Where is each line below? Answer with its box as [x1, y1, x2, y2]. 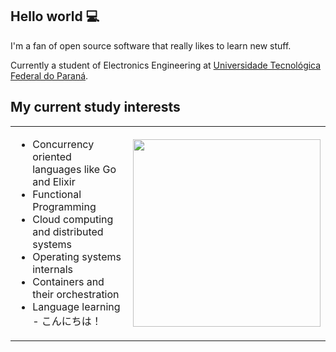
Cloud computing [32, 212, 114, 226]
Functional [32, 187, 82, 201]
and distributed [32, 224, 104, 238]
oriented [32, 149, 72, 163]
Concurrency [32, 137, 95, 151]
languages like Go [32, 162, 117, 176]
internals [32, 262, 73, 276]
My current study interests [10, 99, 181, 116]
